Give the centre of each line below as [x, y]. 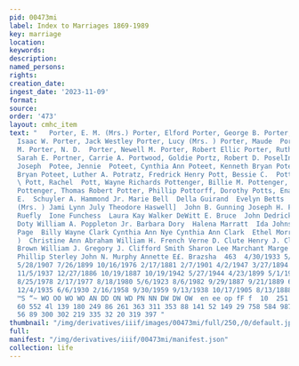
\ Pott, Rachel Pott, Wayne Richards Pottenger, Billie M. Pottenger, [153, 183]
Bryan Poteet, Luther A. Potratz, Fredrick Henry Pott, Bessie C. [143, 174]
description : [33, 59]
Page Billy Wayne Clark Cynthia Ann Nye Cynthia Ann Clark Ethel [145, 232]
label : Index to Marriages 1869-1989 [79, 26]
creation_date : [37, 84]
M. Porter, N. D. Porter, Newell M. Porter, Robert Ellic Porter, [145, 149]
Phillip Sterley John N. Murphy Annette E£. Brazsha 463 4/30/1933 [149, 257]
